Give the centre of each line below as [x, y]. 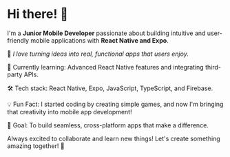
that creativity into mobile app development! [70, 112]
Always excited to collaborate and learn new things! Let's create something [114, 138]
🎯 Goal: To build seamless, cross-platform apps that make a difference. [108, 125]
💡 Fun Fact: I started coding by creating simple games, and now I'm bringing [115, 104]
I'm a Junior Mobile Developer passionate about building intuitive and [106, 33]
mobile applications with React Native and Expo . [100, 40]
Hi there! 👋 [38, 14]
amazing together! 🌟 [36, 146]
